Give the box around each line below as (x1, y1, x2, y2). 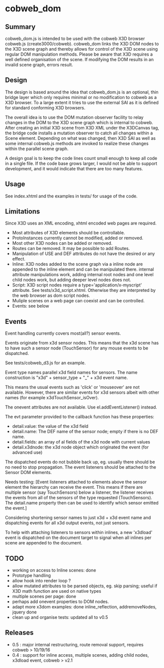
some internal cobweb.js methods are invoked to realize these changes (5, 140, 149, 146)
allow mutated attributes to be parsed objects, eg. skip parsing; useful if (12, 583, 158, 589)
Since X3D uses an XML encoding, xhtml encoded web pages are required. (5, 220, 157, 226)
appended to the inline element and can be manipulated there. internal (12, 266, 154, 272)
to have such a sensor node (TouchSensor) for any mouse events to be (5, 345, 148, 351)
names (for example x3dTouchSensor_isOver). (5, 395, 99, 401)
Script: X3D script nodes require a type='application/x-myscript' (12, 282, 142, 288)
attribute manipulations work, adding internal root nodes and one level (12, 272, 154, 278)
